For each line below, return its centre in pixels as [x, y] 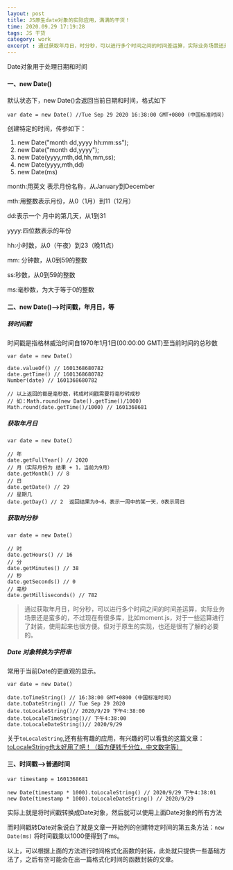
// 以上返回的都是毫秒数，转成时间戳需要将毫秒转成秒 [74, 394]
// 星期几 [20, 494]
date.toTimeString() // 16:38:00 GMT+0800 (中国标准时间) [89, 697]
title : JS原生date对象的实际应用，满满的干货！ [69, 20]
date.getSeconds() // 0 [42, 582]
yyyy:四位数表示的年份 [39, 231]
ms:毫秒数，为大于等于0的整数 [51, 290]
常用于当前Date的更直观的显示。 [53, 671]
